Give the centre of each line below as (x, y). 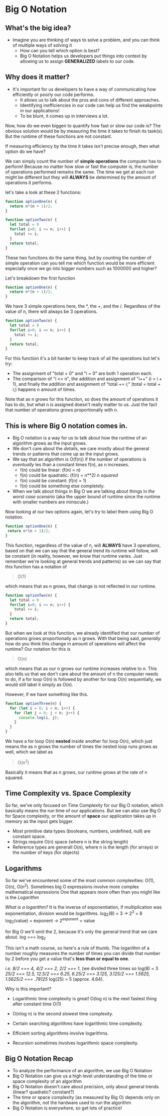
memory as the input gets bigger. (39, 821)
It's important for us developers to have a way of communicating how (84, 89)
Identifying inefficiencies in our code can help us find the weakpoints (91, 105)
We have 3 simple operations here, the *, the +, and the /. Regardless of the (83, 306)
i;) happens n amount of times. (44, 390)
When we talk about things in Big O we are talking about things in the (84, 491)
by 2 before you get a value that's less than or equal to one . (67, 959)
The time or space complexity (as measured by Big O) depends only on (86, 1097)
